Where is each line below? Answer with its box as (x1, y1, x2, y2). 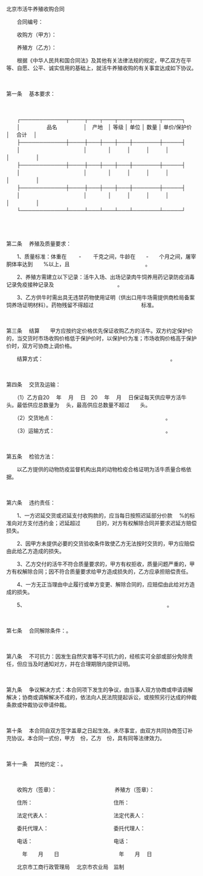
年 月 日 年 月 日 (22, 851, 152, 857)
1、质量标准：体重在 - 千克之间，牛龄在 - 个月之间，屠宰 (16, 253, 196, 260)
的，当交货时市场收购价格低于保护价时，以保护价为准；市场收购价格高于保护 (6, 335, 197, 342)
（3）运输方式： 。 (16, 427, 171, 434)
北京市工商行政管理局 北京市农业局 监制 (16, 863, 124, 871)
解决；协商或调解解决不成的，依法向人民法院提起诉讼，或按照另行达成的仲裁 (6, 694, 197, 701)
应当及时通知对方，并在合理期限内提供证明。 (22, 660, 134, 668)
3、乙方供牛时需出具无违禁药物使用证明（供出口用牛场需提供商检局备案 (16, 294, 195, 301)
